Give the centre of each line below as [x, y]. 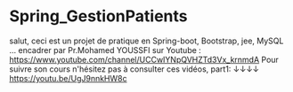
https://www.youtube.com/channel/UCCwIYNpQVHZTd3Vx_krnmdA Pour [144, 59]
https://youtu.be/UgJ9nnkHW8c [68, 78]
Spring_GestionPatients [98, 16]
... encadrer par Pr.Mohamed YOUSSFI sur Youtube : [106, 50]
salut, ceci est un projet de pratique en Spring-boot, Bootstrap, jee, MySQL [146, 41]
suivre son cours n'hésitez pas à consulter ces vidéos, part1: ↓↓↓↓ [134, 69]
